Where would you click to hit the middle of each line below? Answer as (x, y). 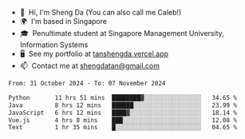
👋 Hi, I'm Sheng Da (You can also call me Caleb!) (101, 12)
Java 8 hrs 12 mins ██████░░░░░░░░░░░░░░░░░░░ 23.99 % (123, 105)
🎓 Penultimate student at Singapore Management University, (122, 33)
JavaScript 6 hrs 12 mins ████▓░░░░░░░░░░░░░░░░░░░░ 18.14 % (123, 113)
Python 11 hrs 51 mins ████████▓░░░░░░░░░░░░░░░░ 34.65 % (123, 97)
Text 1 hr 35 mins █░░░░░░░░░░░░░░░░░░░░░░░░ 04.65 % (123, 128)
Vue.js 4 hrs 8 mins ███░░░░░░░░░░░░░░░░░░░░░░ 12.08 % (123, 120)
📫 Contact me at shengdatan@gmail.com (90, 66)
